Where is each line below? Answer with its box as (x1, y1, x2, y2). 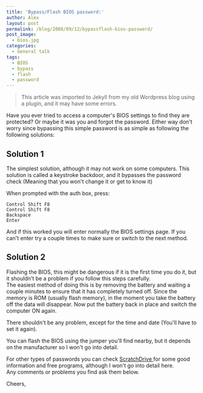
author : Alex (6, 15, 39, 21)
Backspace (6, 212, 32, 218)
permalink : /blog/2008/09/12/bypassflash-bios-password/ (6, 26, 153, 32)
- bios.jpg (12, 37, 39, 43)
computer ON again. (6, 307, 57, 314)
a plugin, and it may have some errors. (21, 100, 117, 107)
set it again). (6, 325, 38, 332)
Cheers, (6, 380, 26, 387)
